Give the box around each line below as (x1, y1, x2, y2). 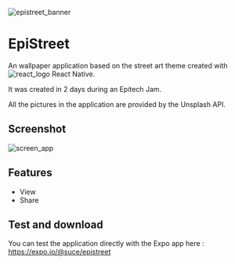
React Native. (52, 69, 96, 79)
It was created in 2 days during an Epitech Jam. (8, 84, 162, 93)
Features (8, 166, 52, 180)
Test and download (8, 218, 103, 231)
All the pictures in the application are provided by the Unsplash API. (8, 99, 226, 109)
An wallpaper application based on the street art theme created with (8, 60, 229, 70)
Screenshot (8, 123, 67, 136)
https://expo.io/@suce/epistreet (8, 247, 111, 257)
